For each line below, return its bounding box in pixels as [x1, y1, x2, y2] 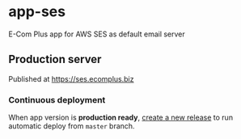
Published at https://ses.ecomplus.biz [8, 74, 134, 83]
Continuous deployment [8, 94, 106, 105]
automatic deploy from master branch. [8, 121, 135, 131]
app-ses [8, 2, 66, 21]
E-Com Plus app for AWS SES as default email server [8, 29, 186, 39]
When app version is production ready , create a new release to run [8, 112, 233, 123]
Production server [8, 53, 102, 66]
